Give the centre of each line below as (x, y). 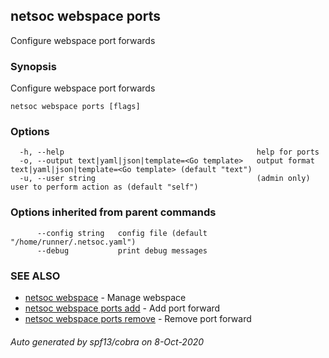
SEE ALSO (35, 276)
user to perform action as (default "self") (104, 187)
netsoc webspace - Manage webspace (105, 297)
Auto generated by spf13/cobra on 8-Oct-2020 (107, 341)
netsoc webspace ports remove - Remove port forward (138, 318)
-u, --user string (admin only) (165, 179)
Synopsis (33, 66)
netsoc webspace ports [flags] (75, 107)
